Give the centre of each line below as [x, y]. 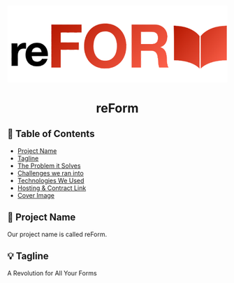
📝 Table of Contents [51, 134]
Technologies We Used [51, 180]
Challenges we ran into [50, 173]
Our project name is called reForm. [57, 234]
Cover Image [36, 195]
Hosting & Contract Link [52, 188]
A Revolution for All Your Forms [52, 273]
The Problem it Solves [49, 166]
